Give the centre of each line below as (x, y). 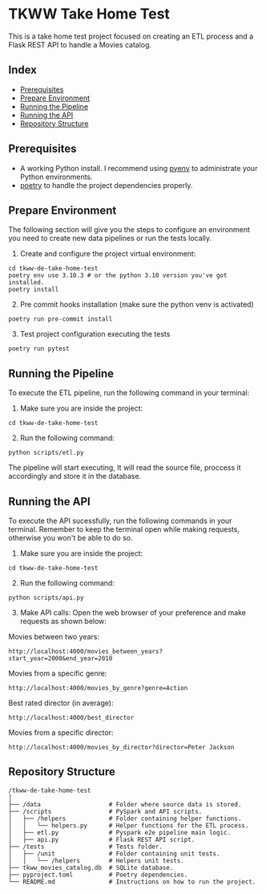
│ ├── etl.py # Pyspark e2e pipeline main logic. (119, 832)
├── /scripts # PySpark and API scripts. (105, 811)
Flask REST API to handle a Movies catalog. (80, 44)
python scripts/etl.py (46, 453)
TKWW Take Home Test (89, 14)
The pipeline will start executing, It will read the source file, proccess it (125, 467)
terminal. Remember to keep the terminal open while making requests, (124, 529)
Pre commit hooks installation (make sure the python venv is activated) (137, 304)
